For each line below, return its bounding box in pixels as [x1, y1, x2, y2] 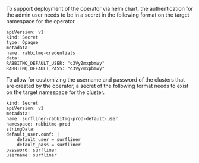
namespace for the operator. [6, 18, 76, 24]
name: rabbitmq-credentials [6, 50, 76, 56]
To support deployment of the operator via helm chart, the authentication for [6, 5, 193, 12]
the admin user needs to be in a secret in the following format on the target [6, 11, 189, 18]
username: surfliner [6, 152, 58, 158]
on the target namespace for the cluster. [6, 89, 105, 96]
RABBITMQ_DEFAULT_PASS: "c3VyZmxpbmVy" [6, 65, 105, 71]
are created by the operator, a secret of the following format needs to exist [6, 83, 189, 89]
